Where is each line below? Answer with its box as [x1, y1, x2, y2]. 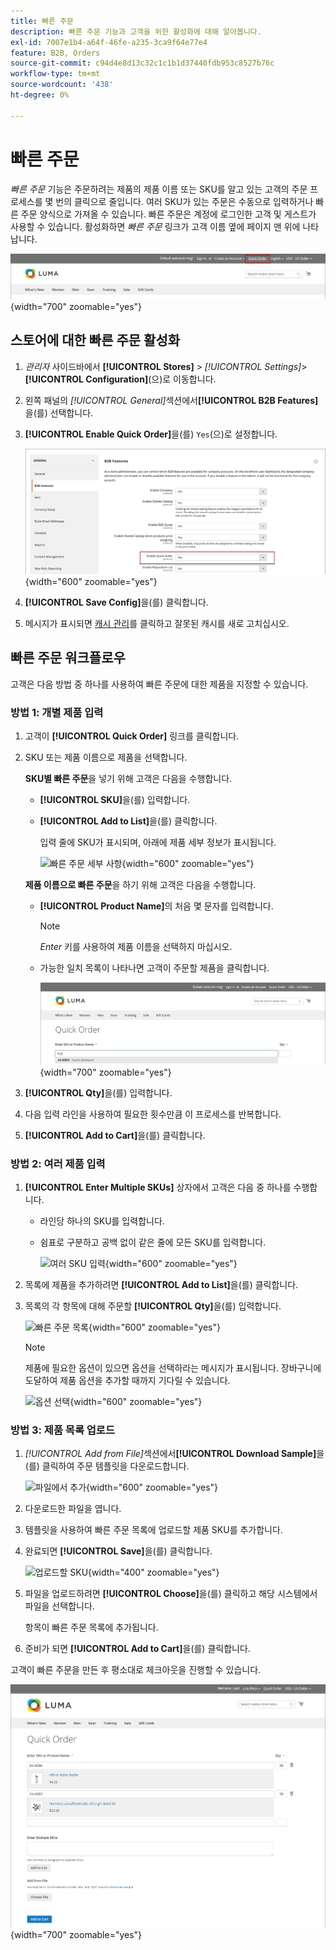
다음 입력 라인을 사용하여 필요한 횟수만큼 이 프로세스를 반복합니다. [24, 1108, 282, 1120]
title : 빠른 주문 [10, 16, 75, 26]
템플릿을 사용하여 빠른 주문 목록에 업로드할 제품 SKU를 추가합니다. [24, 1524, 283, 1536]
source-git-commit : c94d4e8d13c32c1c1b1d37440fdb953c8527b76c [10, 58, 275, 69]
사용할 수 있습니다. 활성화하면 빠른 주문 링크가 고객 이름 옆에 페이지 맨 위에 [10, 220, 301, 232]
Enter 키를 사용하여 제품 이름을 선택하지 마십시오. [39, 940, 233, 952]
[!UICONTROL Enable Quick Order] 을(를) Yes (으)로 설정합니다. [24, 428, 278, 440]
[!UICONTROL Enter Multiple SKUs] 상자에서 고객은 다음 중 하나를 [24, 1181, 292, 1193]
